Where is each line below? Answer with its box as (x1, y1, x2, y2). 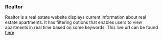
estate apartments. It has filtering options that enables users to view (5, 19, 142, 25)
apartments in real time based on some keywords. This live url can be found (5, 25, 158, 30)
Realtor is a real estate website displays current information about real (5, 14, 146, 20)
